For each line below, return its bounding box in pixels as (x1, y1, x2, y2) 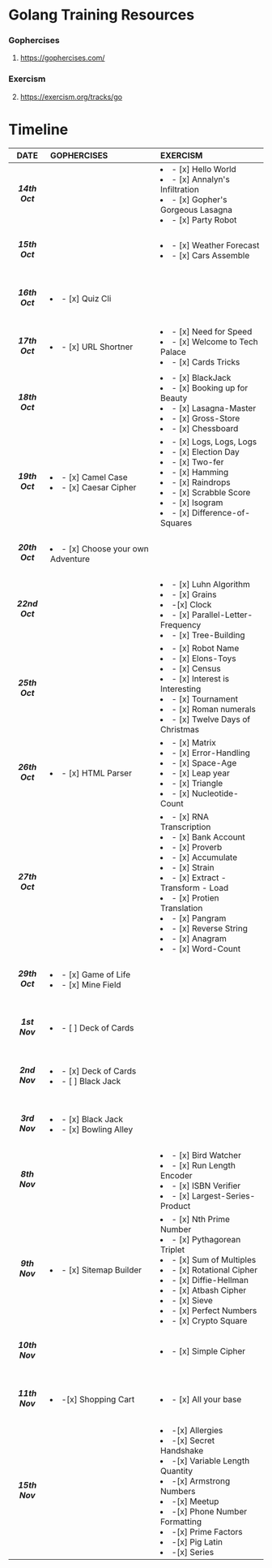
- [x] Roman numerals (171, 704, 257, 715)
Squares (160, 517, 193, 529)
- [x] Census (171, 663, 221, 675)
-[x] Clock (171, 599, 212, 611)
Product (160, 1200, 191, 1212)
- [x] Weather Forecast (171, 240, 260, 251)
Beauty (160, 392, 188, 404)
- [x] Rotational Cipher (171, 1264, 257, 1276)
